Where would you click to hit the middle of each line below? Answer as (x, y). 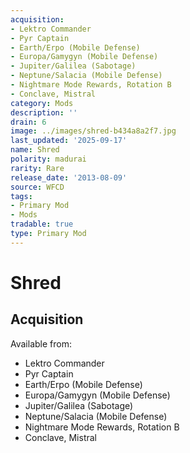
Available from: (41, 343)
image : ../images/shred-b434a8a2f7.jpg (93, 131)
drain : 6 (28, 122)
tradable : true (42, 224)
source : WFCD (37, 187)
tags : (21, 196)
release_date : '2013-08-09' (69, 177)
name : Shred (35, 150)
